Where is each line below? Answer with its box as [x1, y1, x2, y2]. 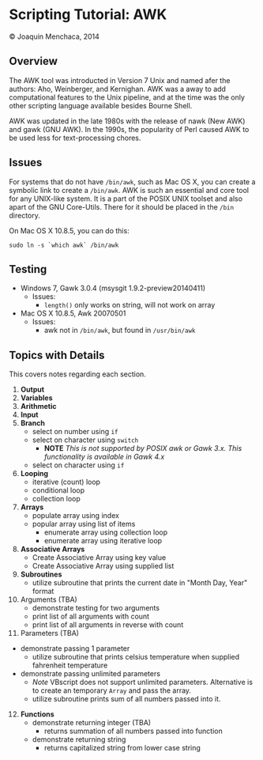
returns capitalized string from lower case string [43, 743, 201, 753]
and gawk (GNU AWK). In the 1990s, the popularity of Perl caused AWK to [9, 124, 250, 134]
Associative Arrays [20, 544, 85, 554]
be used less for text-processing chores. [9, 133, 141, 142]
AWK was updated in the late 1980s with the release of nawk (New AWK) [9, 116, 246, 126]
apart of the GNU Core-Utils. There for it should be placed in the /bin [9, 202, 235, 211]
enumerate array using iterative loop [43, 536, 163, 546]
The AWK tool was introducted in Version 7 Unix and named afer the [9, 75, 231, 85]
